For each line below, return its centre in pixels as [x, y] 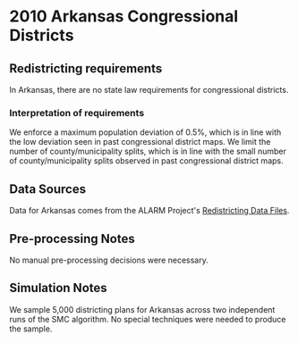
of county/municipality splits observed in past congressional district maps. [146, 161]
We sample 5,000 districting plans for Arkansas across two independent [142, 309]
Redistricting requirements [86, 68]
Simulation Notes [58, 288]
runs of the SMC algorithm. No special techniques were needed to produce [148, 319]
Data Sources [48, 189]
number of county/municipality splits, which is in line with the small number [148, 151]
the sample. [31, 329]
